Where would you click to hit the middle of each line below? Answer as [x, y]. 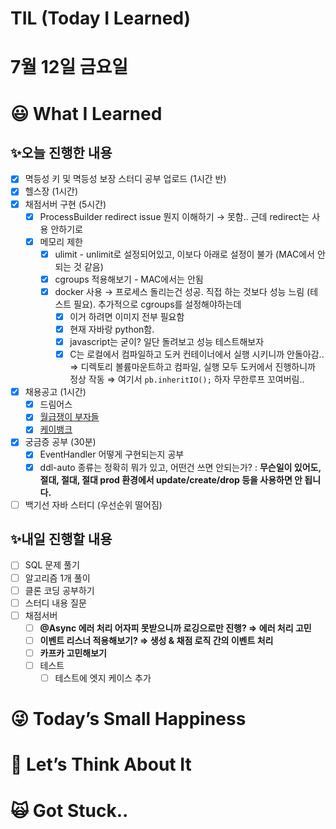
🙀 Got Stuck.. [69, 810]
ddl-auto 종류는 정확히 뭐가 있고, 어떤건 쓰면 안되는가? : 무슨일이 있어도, [180, 467]
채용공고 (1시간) [55, 392]
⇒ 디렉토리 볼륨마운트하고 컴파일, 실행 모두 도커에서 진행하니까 [192, 367]
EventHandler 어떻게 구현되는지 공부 [112, 454]
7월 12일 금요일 [69, 67]
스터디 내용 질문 [55, 603]
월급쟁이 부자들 [69, 417]
